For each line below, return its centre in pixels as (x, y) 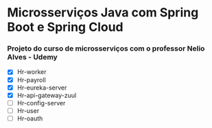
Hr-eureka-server (42, 88)
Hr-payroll (31, 79)
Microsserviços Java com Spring (103, 13)
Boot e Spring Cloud (65, 27)
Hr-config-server (41, 103)
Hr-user (28, 110)
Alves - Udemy (33, 57)
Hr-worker (32, 72)
